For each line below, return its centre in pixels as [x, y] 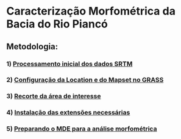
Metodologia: [32, 46]
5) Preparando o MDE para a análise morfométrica [82, 129]
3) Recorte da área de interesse [54, 97]
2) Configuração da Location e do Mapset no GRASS [85, 80]
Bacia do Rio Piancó [57, 24]
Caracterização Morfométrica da [91, 11]
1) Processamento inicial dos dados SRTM [69, 64]
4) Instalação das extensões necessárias [68, 112]
